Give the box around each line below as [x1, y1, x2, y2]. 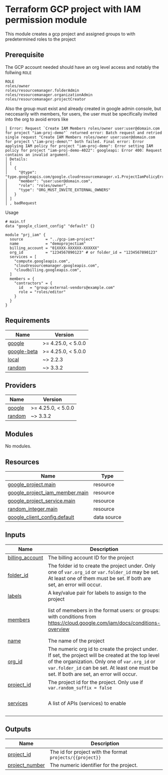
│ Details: [5, 157, 28, 162]
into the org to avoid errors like [5, 116, 68, 122]
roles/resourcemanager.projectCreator [5, 96, 86, 101]
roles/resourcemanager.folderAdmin [5, 88, 79, 93]
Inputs [5, 531, 26, 539]
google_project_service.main [7, 497, 75, 504]
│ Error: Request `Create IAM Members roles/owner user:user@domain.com [5, 126, 160, 131]
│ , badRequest [5, 200, 37, 205]
